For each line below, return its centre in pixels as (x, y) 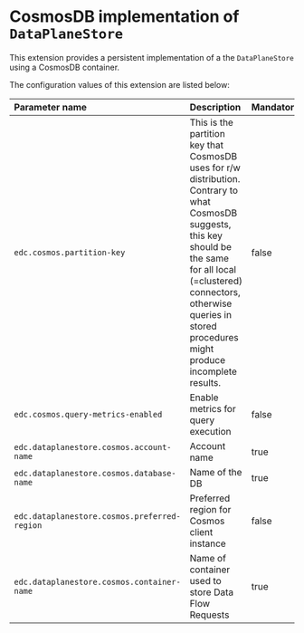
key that (207, 145)
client (201, 532)
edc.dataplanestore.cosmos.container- (97, 582)
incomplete (214, 371)
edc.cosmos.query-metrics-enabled (88, 414)
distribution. (215, 178)
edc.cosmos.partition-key (70, 252)
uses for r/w (215, 168)
